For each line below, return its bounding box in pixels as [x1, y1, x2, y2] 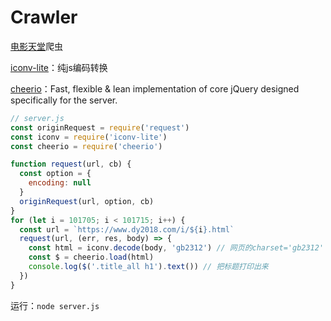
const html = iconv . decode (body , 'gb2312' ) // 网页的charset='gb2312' [28, 243, 325, 253]
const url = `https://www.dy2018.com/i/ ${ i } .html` [19, 224, 235, 235]
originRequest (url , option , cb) [19, 196, 155, 206]
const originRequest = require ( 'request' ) [10, 122, 190, 133]
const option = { [19, 169, 92, 179]
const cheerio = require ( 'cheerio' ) [10, 141, 163, 151]
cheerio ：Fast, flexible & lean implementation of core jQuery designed [10, 82, 300, 95]
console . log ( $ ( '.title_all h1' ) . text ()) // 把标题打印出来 [28, 262, 269, 272]
